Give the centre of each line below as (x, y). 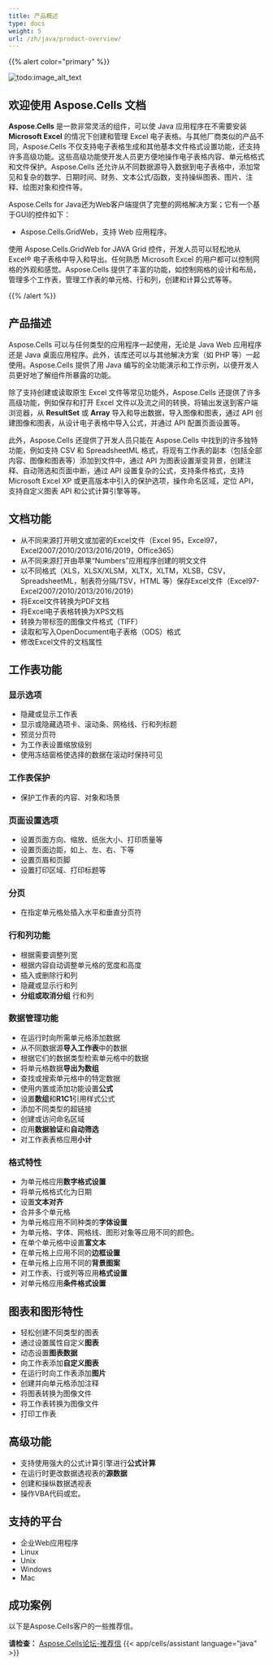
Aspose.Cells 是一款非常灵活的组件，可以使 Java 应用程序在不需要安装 (128, 126)
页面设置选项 (34, 820)
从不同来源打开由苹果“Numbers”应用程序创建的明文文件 (113, 560)
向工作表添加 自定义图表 (59, 1363)
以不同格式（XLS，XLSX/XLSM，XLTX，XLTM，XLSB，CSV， (125, 571)
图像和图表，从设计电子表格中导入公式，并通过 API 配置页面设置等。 (130, 423)
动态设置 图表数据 (49, 1352)
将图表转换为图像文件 (56, 1393)
